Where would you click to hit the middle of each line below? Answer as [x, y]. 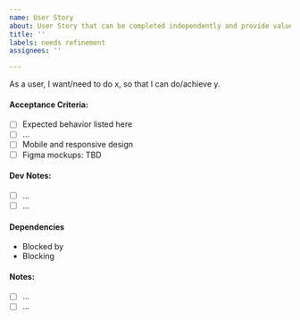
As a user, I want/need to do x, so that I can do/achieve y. [115, 84]
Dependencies [37, 227]
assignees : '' [36, 51]
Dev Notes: [30, 176]
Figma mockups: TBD [62, 155]
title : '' [28, 34]
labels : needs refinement [57, 42]
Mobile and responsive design [78, 145]
